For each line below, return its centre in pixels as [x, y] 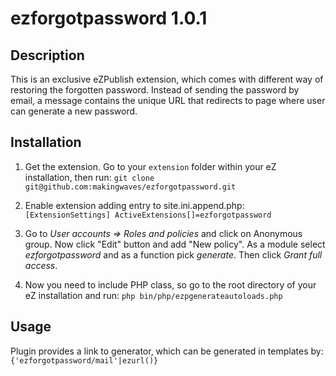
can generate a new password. [74, 111]
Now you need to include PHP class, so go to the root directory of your [170, 284]
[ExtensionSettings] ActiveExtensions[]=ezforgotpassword [148, 215]
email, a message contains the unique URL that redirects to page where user [168, 100]
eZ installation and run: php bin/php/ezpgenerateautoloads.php [153, 295]
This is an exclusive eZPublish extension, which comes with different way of [167, 79]
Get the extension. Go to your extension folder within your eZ [150, 166]
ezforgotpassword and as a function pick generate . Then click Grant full [173, 254]
